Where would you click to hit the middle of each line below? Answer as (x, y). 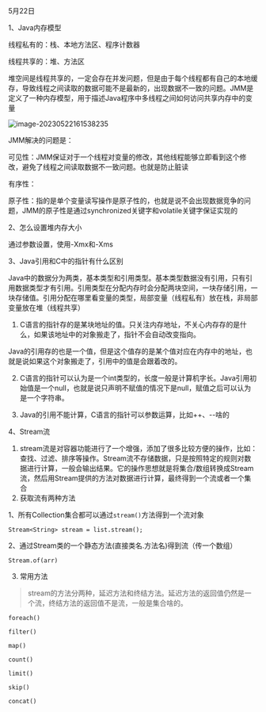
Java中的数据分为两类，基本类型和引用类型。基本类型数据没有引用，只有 (127, 278)
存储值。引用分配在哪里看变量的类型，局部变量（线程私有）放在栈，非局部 (136, 298)
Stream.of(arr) (33, 561)
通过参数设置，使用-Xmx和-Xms (61, 244)
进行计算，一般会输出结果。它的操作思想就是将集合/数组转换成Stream (140, 468)
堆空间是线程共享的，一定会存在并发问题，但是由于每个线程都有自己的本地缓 (133, 78)
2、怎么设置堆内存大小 (45, 227)
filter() (23, 632)
